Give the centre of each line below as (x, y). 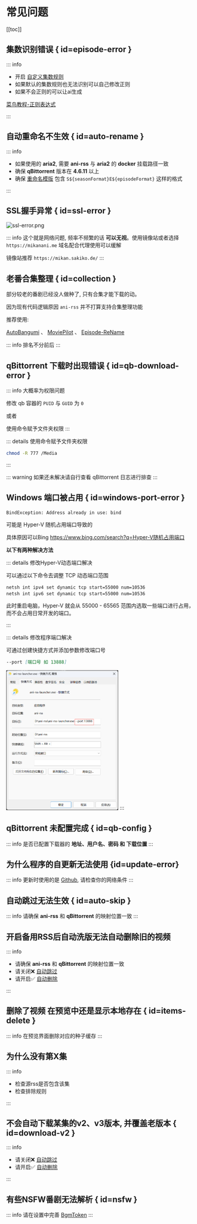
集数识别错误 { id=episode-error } (69, 49)
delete (18, 1020)
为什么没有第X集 (37, 1056)
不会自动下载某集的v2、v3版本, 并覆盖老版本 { (92, 1123)
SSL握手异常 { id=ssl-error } (59, 211)
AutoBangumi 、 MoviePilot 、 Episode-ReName (65, 332)
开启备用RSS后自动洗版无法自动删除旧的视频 (89, 937)
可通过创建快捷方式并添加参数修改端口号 (56, 650)
